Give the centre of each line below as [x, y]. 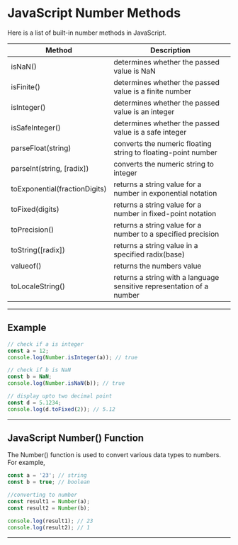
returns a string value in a [155, 245]
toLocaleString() [38, 286]
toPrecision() [33, 230]
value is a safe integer [150, 132]
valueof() [26, 266]
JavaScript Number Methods [94, 13]
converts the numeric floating [163, 143]
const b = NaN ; [30, 377]
